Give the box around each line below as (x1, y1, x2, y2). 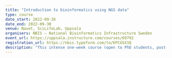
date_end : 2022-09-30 (5, 21, 52, 27)
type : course (5, 12, 33, 17)
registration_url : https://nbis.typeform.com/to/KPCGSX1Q (5, 40, 132, 45)
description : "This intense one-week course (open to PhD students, (5, 45, 155, 50)
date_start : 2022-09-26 (5, 17, 56, 22)
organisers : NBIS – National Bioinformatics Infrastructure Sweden (5, 31, 153, 36)
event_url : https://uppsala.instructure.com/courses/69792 (5, 36, 134, 41)
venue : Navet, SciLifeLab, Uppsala (5, 26, 81, 31)
